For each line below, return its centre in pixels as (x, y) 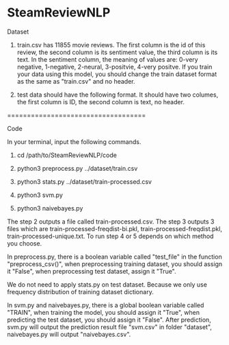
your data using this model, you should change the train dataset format (117, 74)
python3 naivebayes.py (50, 208)
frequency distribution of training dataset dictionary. (80, 292)
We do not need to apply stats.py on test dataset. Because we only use (107, 284)
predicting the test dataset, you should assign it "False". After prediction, (109, 320)
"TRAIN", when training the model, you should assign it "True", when (104, 312)
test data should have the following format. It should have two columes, (118, 95)
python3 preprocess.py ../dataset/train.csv (77, 168)
